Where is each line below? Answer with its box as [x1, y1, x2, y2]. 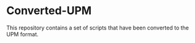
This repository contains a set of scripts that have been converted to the [6, 24, 189, 31]
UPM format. [6, 30, 39, 37]
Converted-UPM [6, 4, 92, 18]
